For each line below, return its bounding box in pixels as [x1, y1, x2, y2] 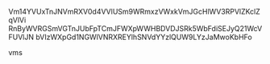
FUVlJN [8, 32, 35, 42]
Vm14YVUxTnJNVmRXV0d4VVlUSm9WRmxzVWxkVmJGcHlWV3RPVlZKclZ [8, 7, 260, 16]
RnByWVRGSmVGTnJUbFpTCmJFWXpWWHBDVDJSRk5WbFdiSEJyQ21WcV [8, 24, 263, 33]
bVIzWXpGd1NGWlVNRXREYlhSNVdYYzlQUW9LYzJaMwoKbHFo [35, 32, 252, 42]
